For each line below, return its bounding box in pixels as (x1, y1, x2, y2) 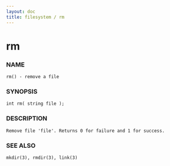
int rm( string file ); (6, 101, 65, 107)
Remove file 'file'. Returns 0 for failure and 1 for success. (6, 128, 165, 134)
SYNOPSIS (6, 87, 38, 95)
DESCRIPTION (6, 114, 48, 122)
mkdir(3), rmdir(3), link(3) (6, 154, 78, 161)
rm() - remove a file (6, 74, 60, 79)
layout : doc (6, 8, 35, 15)
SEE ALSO (6, 141, 36, 150)
